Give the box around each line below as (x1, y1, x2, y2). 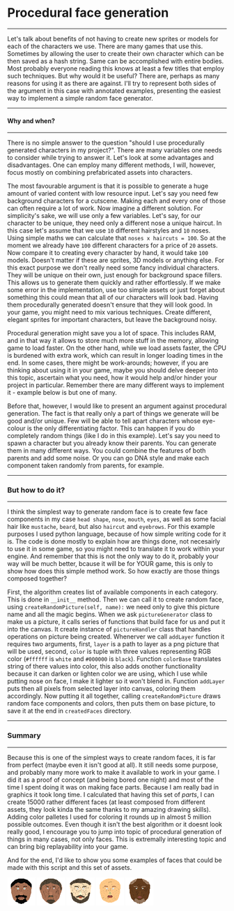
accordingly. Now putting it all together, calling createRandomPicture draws (7, 692, 221, 700)
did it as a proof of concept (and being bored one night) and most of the (7, 775, 214, 784)
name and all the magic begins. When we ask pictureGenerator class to (7, 610, 212, 619)
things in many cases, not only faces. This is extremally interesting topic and (7, 835, 226, 843)
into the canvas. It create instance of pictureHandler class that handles (7, 625, 211, 634)
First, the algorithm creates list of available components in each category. (7, 588, 218, 597)
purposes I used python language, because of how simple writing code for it (7, 530, 226, 539)
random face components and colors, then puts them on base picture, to (7, 699, 216, 708)
